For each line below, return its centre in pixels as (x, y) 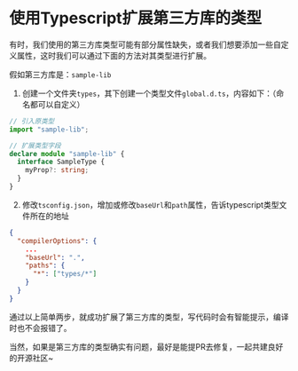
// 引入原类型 (32, 121)
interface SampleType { (61, 162)
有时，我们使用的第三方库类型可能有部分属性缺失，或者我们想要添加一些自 (145, 44)
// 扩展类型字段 (35, 146)
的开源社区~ (31, 358)
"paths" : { (45, 266)
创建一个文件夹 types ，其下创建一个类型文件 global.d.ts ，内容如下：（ (149, 93)
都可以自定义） (57, 104)
